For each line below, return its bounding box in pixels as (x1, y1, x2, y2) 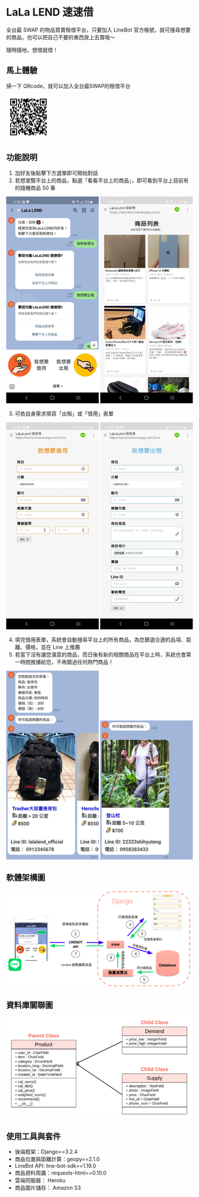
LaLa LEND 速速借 (6, 5, 94, 19)
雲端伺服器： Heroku (14, 1177, 66, 1184)
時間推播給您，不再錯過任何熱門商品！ (20, 658, 114, 665)
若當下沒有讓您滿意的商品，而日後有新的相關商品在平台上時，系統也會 (14, 651, 187, 658)
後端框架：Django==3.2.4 (14, 1148, 78, 1155)
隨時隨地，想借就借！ (6, 46, 58, 54)
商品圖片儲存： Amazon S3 (14, 1185, 81, 1192)
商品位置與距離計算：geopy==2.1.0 (14, 1155, 100, 1163)
